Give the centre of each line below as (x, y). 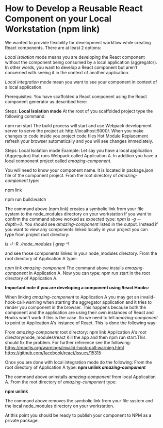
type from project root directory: (37, 234)
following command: (25, 116)
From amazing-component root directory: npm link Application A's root (76, 332)
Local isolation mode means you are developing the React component (75, 57)
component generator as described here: (46, 101)
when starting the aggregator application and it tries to (97, 302)
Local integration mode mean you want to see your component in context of (81, 82)
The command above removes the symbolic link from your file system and (79, 400)
